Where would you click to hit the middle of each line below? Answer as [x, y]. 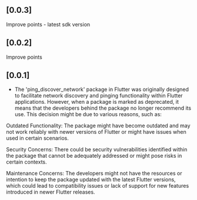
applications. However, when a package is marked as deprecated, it [97, 102]
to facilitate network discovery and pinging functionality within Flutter [99, 96]
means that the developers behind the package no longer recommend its [103, 108]
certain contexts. [26, 162]
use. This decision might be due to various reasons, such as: [88, 114]
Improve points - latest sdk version [48, 24]
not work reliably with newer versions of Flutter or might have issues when [96, 132]
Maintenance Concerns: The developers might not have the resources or [94, 174]
